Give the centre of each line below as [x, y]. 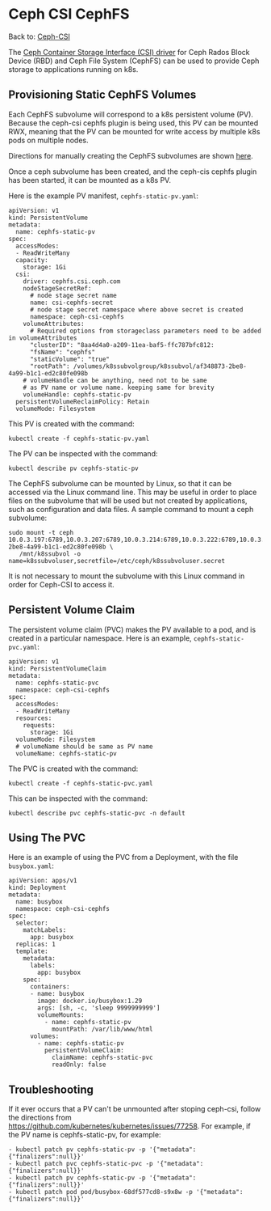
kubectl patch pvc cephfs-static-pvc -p [84, 1164]
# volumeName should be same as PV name [84, 746]
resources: [34, 718]
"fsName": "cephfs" [62, 352]
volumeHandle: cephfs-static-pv [77, 394]
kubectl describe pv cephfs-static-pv [73, 468]
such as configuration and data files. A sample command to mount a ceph [131, 509]
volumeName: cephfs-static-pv [66, 753]
